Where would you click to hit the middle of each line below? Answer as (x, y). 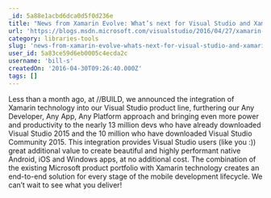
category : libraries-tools (54, 38)
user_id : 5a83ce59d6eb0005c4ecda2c (68, 53)
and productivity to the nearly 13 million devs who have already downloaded (135, 124)
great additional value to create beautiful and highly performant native (125, 150)
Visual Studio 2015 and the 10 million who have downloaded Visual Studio (130, 133)
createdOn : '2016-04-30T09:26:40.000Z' (75, 69)
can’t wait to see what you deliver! (65, 185)
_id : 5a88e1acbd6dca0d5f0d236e (61, 16)
